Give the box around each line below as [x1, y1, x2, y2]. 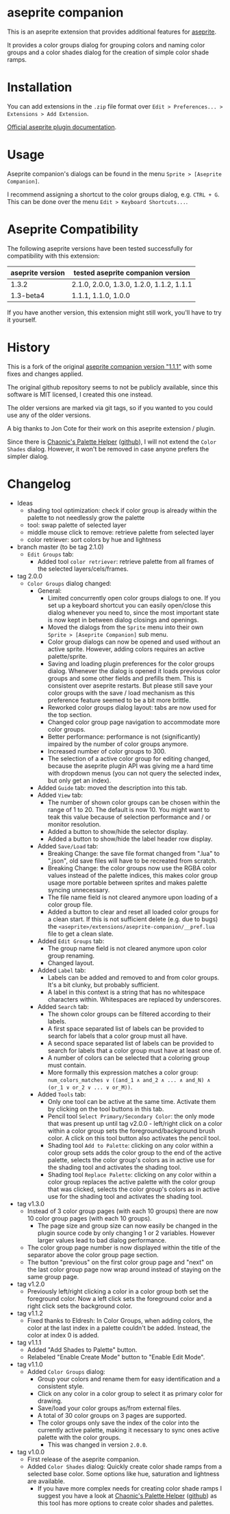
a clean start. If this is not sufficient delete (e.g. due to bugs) [47, 915, 218, 923]
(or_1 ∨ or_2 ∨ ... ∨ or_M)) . [47, 1083, 133, 1091]
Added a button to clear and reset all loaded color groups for [47, 907, 219, 916]
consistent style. [37, 1382, 84, 1390]
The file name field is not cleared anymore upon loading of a [47, 893, 218, 901]
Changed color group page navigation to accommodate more [47, 718, 220, 726]
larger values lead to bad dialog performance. [37, 1236, 166, 1244]
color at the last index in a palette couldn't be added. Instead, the [27, 1324, 211, 1332]
